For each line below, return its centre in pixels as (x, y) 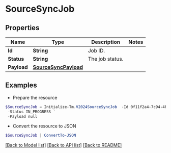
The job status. (106, 59)
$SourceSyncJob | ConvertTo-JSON (41, 136)
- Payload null (22, 116)
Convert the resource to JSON (44, 126)
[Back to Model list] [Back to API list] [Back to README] (64, 145)
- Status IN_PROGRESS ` (32, 112)
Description (106, 42)
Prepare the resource (35, 97)
